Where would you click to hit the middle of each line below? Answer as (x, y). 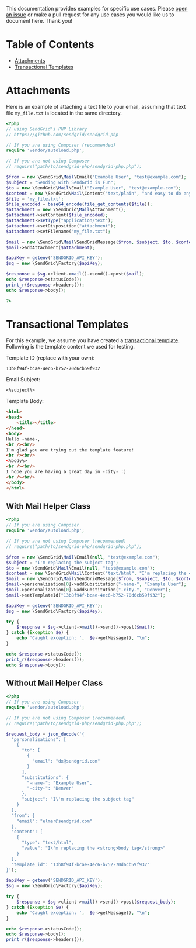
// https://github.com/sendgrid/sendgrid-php (62, 135)
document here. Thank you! (39, 21)
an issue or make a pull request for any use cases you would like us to (90, 15)
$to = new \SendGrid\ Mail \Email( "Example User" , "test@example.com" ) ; (94, 188)
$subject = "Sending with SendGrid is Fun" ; (61, 182)
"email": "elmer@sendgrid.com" (55, 821)
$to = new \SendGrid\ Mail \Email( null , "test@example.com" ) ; (81, 568)
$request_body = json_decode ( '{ (45, 734)
